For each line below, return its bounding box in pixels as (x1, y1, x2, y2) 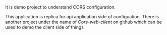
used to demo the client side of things (5, 24, 84, 30)
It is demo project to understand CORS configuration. (5, 4, 116, 10)
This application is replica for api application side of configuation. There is (5, 14, 159, 19)
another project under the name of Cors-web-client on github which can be (5, 19, 162, 25)
